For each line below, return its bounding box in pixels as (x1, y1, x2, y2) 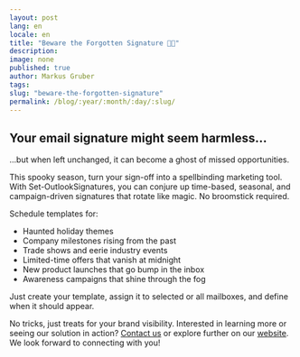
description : (9, 47, 59, 56)
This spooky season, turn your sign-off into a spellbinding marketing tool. (9, 172, 283, 183)
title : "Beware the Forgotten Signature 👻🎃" (9, 38, 180, 48)
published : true (9, 64, 70, 73)
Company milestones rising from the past (22, 235, 177, 246)
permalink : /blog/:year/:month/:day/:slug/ (9, 96, 176, 106)
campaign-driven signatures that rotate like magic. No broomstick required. (9, 191, 290, 202)
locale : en (9, 30, 51, 39)
